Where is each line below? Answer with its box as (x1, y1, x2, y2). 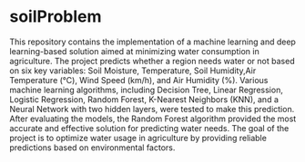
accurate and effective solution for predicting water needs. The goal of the (9, 122, 290, 133)
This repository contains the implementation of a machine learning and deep (9, 36, 296, 47)
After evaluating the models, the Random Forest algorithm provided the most (9, 113, 297, 124)
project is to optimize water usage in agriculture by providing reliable (9, 132, 267, 143)
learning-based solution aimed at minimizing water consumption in (9, 45, 259, 56)
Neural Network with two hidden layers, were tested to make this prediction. (9, 103, 295, 114)
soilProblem (9, 6, 102, 27)
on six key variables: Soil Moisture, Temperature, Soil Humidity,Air (9, 65, 257, 76)
